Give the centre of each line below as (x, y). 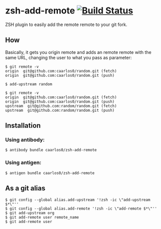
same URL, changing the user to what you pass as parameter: (69, 57)
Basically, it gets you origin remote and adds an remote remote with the (78, 52)
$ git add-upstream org (30, 213)
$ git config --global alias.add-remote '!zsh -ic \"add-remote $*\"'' (81, 209)
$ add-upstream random (29, 84)
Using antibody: (25, 140)
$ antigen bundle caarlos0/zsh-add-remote (50, 173)
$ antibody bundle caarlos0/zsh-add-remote (51, 150)
